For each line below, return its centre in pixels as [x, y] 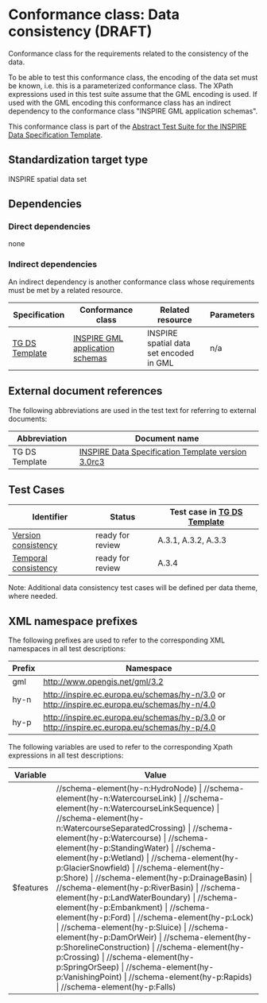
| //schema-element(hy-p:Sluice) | [121, 928]
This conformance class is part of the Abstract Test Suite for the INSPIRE [128, 126]
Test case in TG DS [206, 512]
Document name [167, 438]
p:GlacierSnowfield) [93, 868]
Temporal [30, 558]
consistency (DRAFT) [80, 31]
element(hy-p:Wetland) [100, 858]
